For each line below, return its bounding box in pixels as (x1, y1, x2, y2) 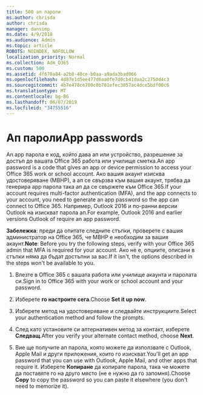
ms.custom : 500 (6, 65, 45, 72)
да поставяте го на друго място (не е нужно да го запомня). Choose (15, 370, 191, 377)
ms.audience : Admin (6, 37, 56, 43)
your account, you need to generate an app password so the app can (6, 196, 179, 203)
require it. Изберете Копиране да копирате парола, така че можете (15, 363, 190, 371)
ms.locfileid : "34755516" (6, 104, 72, 111)
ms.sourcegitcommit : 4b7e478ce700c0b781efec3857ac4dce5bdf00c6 (6, 83, 170, 89)
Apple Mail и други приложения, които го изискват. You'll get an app (15, 350, 189, 358)
